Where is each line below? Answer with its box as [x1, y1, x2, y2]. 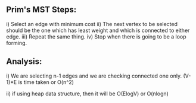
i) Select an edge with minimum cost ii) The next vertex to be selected [6, 20, 178, 27]
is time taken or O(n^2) [18, 78, 74, 85]
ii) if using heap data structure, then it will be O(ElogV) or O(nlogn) [6, 90, 169, 97]
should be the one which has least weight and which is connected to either [6, 27, 190, 34]
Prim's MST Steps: [6, 5, 77, 15]
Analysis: [6, 56, 42, 67]
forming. [6, 39, 27, 46]
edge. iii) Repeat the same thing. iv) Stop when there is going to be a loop [6, 33, 186, 40]
